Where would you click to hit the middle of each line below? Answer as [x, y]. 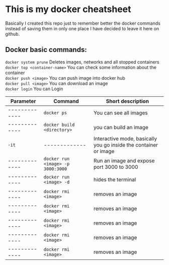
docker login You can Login [34, 89]
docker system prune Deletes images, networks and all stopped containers [82, 62]
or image [104, 151]
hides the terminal [115, 179]
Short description [128, 101]
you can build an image [121, 127]
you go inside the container [126, 145]
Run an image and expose [124, 161]
